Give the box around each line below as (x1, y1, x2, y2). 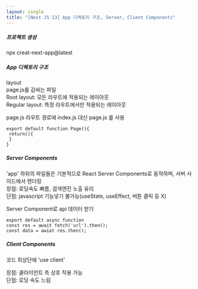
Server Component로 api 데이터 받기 (6, 205, 94, 213)
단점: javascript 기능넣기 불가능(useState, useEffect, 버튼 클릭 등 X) (6, 192, 167, 200)
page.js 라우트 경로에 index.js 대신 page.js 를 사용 (6, 114, 125, 121)
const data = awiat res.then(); (6, 228, 87, 234)
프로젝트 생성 (6, 34, 37, 41)
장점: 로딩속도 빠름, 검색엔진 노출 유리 (6, 185, 94, 192)
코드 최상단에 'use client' (6, 256, 66, 264)
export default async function (6, 217, 84, 224)
